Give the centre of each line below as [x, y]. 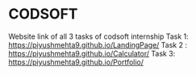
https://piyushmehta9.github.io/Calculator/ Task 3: [92, 53]
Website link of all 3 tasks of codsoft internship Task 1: [99, 36]
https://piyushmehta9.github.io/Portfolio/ [76, 62]
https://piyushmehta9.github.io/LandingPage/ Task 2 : [98, 44]
